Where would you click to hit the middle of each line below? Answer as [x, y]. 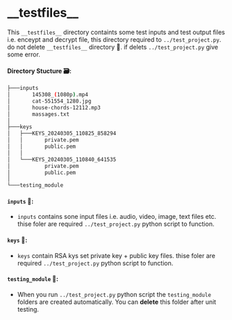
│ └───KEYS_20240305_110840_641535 [62, 159]
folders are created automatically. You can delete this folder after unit [117, 302]
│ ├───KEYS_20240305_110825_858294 [62, 134]
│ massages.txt [39, 114]
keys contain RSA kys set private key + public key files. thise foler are [116, 255]
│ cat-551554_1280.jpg [49, 101]
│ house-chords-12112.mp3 [54, 107]
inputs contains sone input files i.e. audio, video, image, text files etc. [117, 217]
